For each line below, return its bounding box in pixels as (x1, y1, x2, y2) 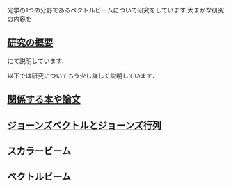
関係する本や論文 (7, 94, 81, 105)
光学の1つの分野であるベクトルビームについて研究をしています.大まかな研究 (7, 6, 225, 14)
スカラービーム (7, 145, 72, 157)
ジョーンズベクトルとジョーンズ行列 (7, 119, 162, 131)
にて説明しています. (7, 56, 64, 65)
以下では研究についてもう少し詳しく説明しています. (7, 71, 155, 80)
